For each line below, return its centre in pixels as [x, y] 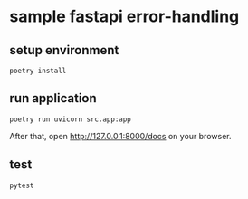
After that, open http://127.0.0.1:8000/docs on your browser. [120, 136]
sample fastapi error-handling [124, 17]
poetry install [38, 71]
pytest [22, 185]
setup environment [64, 50]
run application [53, 98]
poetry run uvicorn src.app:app [70, 119]
